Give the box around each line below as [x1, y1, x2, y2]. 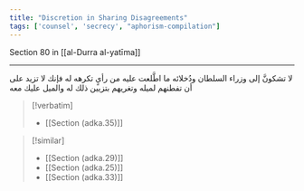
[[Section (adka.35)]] [44, 117, 124, 128]
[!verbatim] [31, 100, 74, 110]
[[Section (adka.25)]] [44, 162, 124, 173]
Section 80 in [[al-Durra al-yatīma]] [9, 46, 141, 57]
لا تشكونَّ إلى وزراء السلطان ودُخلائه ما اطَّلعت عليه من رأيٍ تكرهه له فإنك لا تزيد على [9, 72, 293, 83]
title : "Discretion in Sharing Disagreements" [9, 13, 188, 23]
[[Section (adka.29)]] [44, 152, 124, 163]
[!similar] [31, 135, 65, 146]
